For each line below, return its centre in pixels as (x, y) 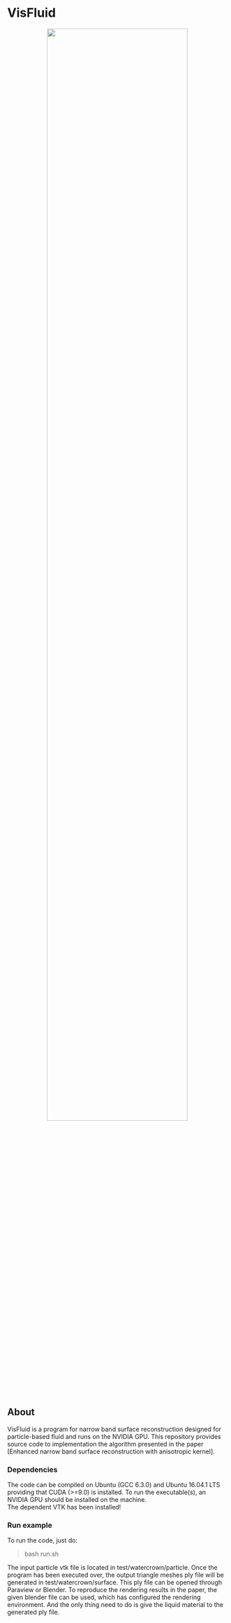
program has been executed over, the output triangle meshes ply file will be (116, 1575)
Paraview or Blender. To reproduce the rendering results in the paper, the (112, 1590)
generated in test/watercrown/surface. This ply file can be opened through (114, 1582)
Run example (30, 1525)
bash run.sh (42, 1554)
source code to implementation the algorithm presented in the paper (105, 1444)
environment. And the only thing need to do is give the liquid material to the (115, 1605)
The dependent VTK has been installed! (64, 1507)
